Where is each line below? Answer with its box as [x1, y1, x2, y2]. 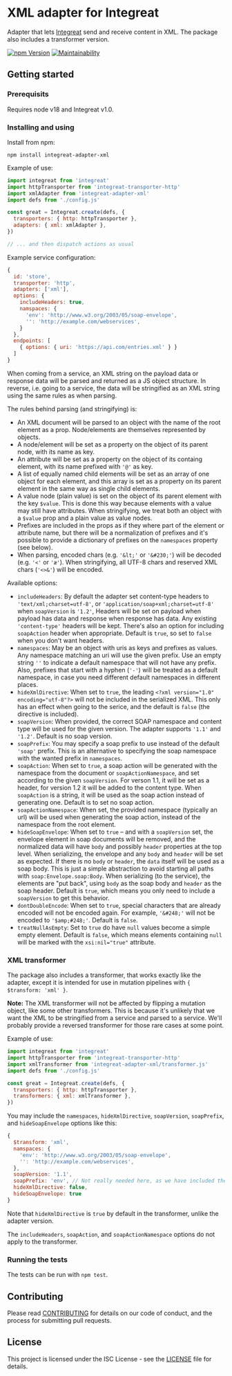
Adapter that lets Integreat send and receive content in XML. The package [7, 28, 218, 36]
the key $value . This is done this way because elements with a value [17, 499, 212, 507]
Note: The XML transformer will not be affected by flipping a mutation [7, 999, 206, 1008]
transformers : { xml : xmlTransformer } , [13, 1093, 131, 1100]
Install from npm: [7, 138, 55, 146]
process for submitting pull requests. [7, 1316, 112, 1324]
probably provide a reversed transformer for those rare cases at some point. [7, 1021, 224, 1030]
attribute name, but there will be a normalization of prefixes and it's [17, 528, 209, 537]
